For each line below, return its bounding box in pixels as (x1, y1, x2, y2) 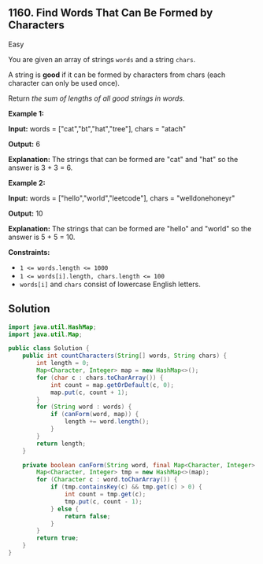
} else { (50, 505, 80, 513)
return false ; (64, 512, 111, 520)
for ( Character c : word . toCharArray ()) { (36, 476, 178, 484)
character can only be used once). (8, 78, 120, 87)
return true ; (36, 534, 80, 542)
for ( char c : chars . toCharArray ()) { (36, 374, 164, 382)
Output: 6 (8, 139, 41, 149)
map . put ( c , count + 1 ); (50, 389, 128, 396)
